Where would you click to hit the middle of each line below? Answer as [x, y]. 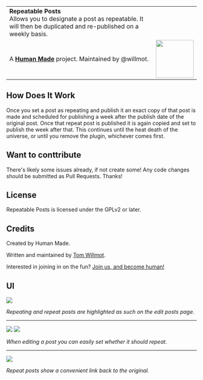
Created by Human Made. [38, 243]
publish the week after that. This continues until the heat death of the [92, 129]
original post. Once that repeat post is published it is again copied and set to [101, 123]
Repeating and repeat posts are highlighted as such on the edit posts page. [100, 312]
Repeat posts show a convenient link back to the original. [78, 371]
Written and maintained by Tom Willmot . [56, 255]
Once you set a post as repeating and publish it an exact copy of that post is [101, 110]
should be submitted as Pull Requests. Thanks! [64, 176]
